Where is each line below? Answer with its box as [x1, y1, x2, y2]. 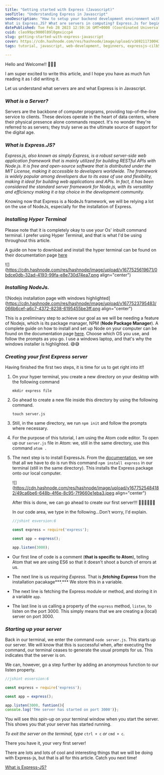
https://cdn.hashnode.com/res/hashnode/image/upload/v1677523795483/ [6, 300, 157, 306]
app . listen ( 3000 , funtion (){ [5, 703, 64, 708]
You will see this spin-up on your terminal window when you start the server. [5, 716, 159, 722]
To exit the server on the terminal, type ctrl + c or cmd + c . [5, 731, 125, 737]
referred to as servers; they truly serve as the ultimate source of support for [5, 124, 158, 130]
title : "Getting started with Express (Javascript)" [5, 7, 115, 12]
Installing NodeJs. [5, 284, 50, 291]
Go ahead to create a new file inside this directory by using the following [12, 397, 158, 403]
